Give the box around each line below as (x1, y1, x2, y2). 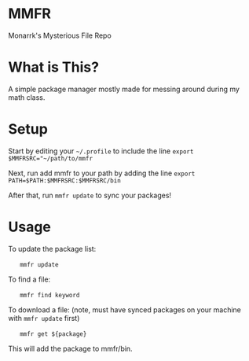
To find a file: (8, 274, 51, 284)
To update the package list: (8, 244, 97, 253)
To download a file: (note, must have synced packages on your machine (8, 304, 242, 315)
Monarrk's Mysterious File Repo (8, 31, 112, 40)
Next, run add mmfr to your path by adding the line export (8, 168, 196, 178)
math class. (8, 92, 46, 102)
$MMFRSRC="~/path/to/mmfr (8, 154, 93, 162)
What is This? (8, 58, 100, 76)
